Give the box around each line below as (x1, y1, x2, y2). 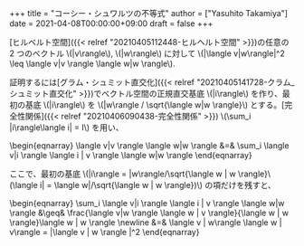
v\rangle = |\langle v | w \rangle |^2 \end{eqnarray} (9, 227, 200, 237)
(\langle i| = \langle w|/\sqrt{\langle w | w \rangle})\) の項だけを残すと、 (9, 180, 276, 190)
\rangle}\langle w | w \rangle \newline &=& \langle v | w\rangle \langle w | (9, 217, 282, 228)
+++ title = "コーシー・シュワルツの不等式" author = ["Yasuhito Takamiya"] (9, 8, 288, 18)
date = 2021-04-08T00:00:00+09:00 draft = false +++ (9, 18, 214, 29)
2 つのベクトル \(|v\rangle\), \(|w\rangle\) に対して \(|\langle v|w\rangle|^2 (9, 48, 285, 59)
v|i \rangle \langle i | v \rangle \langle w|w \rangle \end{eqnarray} (9, 150, 252, 160)
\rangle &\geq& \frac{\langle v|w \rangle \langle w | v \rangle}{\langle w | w (9, 207, 290, 218)
